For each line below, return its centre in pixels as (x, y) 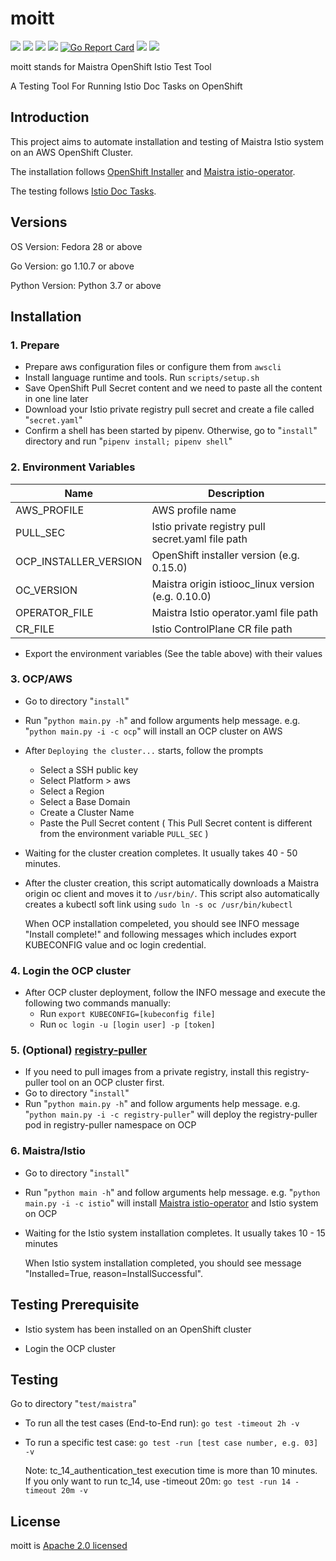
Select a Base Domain (85, 801)
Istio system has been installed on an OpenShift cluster (138, 1329)
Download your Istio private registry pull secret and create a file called (169, 409)
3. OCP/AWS (41, 679)
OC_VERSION (46, 590)
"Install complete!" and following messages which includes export (160, 934)
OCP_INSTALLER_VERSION (79, 561)
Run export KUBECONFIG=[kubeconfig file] (127, 1014)
